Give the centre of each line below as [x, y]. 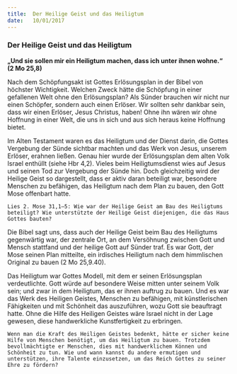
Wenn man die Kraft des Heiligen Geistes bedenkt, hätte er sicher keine [118, 334]
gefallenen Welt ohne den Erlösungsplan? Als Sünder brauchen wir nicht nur [118, 97]
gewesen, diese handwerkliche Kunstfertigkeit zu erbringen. [95, 321]
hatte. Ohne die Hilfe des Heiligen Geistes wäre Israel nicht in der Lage [110, 313]
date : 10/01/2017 [36, 21]
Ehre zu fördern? [33, 365]
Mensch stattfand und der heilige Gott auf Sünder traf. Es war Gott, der [111, 247]
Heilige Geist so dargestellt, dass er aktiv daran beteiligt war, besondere [112, 178]
